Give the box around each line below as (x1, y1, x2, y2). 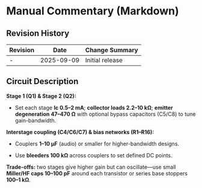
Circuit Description (6, 76, 79, 86)
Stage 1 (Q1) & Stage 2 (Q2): (6, 92, 76, 100)
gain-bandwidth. (14, 117, 57, 124)
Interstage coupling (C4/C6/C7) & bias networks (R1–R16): (6, 128, 155, 136)
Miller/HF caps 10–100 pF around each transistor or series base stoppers (6, 169, 188, 177)
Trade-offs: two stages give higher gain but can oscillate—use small (6, 163, 176, 171)
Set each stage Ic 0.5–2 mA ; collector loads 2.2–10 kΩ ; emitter (14, 104, 173, 111)
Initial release (85, 56, 123, 64)
